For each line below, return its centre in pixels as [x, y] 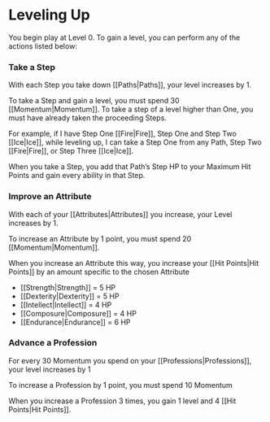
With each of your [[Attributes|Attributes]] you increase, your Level [120, 214]
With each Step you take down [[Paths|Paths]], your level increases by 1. [130, 85]
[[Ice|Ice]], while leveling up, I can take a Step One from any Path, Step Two [135, 142]
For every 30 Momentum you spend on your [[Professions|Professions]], [130, 360]
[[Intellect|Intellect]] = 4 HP [66, 305]
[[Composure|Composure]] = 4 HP [78, 313]
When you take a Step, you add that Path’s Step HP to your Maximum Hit [130, 167]
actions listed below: [43, 46]
